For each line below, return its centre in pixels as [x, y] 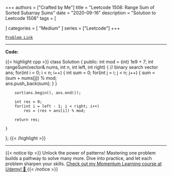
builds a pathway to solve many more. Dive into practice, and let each [79, 158]
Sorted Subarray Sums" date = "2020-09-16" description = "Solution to [81, 13]
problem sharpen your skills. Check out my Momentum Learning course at [84, 164]
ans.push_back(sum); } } [31, 83]
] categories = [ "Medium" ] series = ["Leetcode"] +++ [63, 28]
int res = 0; [28, 102]
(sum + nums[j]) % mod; [31, 78]
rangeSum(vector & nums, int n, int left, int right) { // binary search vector [82, 67]
